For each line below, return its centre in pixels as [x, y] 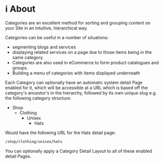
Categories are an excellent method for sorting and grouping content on [78, 23]
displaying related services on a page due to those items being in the [82, 52]
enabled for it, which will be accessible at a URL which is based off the [77, 88]
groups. [20, 68]
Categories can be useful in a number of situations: [57, 37]
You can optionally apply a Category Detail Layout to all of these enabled [79, 151]
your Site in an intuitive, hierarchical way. [47, 28]
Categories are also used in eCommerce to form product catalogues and [85, 62]
